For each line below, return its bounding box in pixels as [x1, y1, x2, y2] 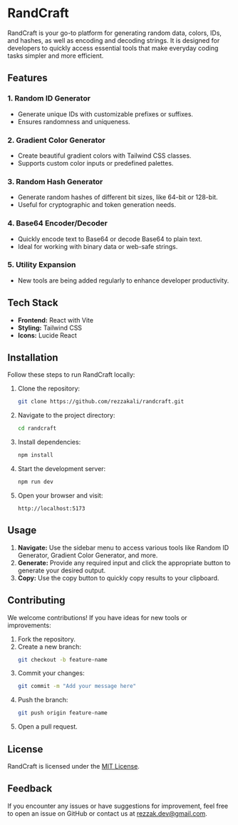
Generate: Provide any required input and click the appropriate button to [17, 558, 231, 567]
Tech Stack [7, 297, 58, 309]
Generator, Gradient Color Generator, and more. [17, 551, 158, 560]
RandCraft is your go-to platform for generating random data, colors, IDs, [7, 29, 222, 37]
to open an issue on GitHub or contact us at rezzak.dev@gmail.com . [7, 809, 208, 818]
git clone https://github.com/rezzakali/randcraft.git [17, 398, 185, 405]
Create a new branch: [17, 642, 82, 651]
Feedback [7, 783, 53, 795]
